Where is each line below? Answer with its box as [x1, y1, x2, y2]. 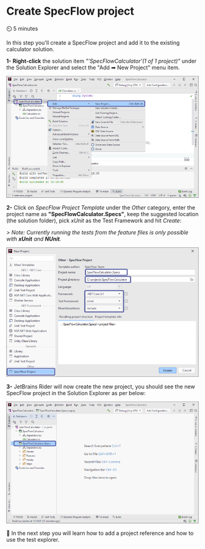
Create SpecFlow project [6, 4, 134, 18]
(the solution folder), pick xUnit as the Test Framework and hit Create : [6, 217, 182, 224]
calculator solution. [6, 45, 55, 53]
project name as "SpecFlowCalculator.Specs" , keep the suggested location [6, 210, 199, 217]
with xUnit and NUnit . [6, 235, 62, 242]
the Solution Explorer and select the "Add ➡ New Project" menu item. [6, 64, 180, 71]
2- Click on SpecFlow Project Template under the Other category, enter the [6, 203, 195, 211]
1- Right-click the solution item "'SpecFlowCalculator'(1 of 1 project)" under [6, 57, 197, 65]
